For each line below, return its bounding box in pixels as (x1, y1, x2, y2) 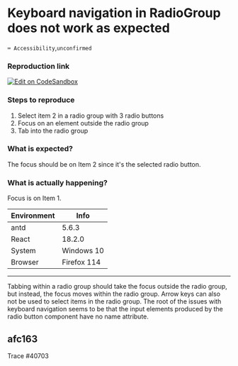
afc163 (7, 333, 38, 345)
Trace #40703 (7, 351, 50, 360)
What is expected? (7, 144, 73, 154)
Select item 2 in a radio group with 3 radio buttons (17, 111, 164, 120)
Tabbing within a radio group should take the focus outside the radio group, (7, 282, 228, 291)
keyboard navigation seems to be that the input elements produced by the (7, 305, 223, 314)
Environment (11, 211, 55, 221)
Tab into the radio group (17, 126, 89, 135)
